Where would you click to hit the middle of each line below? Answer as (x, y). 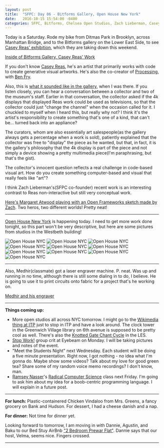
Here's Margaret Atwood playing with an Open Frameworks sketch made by (81, 202)
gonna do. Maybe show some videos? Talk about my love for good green (85, 361)
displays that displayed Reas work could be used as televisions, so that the (80, 102)
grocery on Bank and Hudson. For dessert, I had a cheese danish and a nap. (82, 406)
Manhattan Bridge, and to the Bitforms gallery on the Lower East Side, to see (82, 43)
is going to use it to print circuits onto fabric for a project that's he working (80, 281)
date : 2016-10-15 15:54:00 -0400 (41, 19)
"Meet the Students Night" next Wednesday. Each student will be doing (84, 351)
